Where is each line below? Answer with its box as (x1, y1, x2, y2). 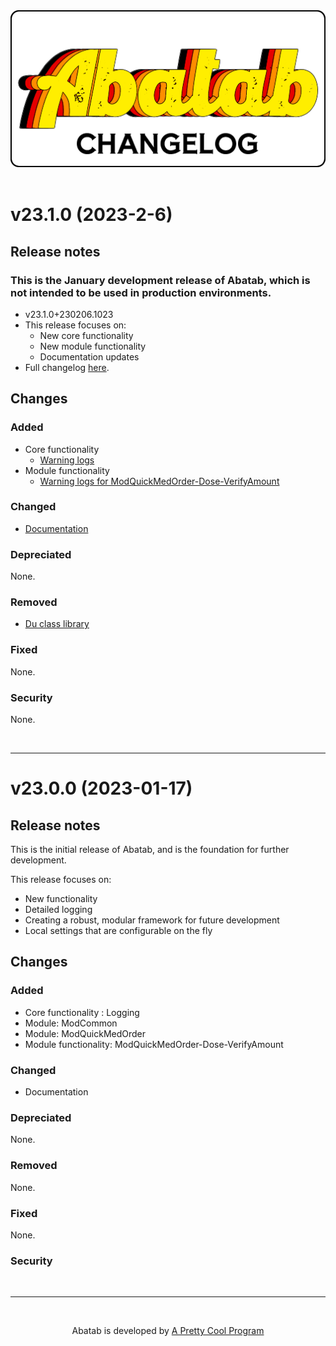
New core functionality (39, 329, 134, 341)
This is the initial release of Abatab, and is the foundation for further (10, 844, 290, 856)
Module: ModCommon (24, 1017, 118, 1029)
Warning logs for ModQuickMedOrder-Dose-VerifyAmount (39, 475, 280, 487)
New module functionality (39, 340, 147, 352)
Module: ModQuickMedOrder (24, 1027, 147, 1039)
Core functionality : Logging (24, 1006, 140, 1018)
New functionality (24, 893, 98, 905)
